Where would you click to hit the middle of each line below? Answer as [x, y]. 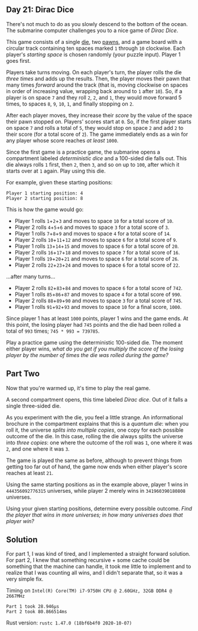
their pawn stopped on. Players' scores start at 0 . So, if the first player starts [99, 122]
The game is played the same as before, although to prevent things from [94, 460]
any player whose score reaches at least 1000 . [62, 140]
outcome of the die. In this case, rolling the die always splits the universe [95, 436]
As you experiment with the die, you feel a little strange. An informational [95, 417]
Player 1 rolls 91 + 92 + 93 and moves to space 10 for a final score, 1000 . [98, 307]
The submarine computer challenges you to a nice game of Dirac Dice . [92, 30]
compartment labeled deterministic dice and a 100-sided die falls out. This [97, 158]
